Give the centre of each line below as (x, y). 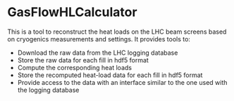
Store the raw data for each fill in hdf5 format (83, 60)
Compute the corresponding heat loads (75, 67)
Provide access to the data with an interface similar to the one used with (122, 82)
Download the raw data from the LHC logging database (98, 53)
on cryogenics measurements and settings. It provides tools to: (99, 39)
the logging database (48, 90)
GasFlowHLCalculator (72, 12)
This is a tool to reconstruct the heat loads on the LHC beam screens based (117, 32)
